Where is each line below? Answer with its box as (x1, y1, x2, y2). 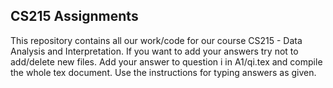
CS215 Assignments (10, 8, 139, 25)
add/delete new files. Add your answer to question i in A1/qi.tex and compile (10, 55, 323, 68)
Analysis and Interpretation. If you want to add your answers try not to (10, 45, 299, 57)
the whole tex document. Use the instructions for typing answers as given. (10, 66, 317, 78)
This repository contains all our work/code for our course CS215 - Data (10, 34, 303, 46)
